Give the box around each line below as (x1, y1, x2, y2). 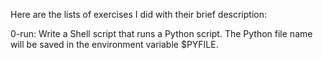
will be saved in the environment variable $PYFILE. (10, 39, 219, 50)
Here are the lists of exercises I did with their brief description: (10, 9, 268, 20)
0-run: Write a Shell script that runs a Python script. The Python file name (10, 28, 313, 39)
